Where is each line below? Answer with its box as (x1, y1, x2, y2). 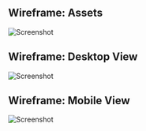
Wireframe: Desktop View (8, 51, 138, 64)
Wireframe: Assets (8, 6, 103, 20)
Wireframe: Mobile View (8, 94, 130, 107)
